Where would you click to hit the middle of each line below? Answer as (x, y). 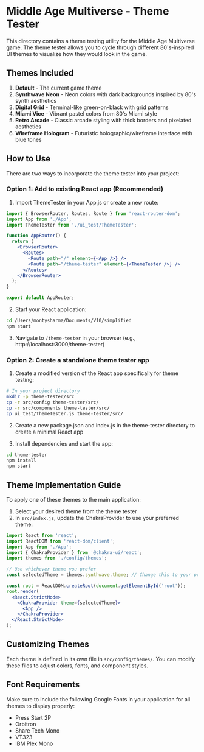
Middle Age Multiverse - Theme (88, 11)
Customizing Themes (48, 645)
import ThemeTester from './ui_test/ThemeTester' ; (72, 225)
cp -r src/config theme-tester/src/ (53, 402)
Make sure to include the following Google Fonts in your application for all (98, 699)
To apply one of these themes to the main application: (74, 499)
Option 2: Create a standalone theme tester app (78, 360)
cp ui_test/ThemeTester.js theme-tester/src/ (65, 413)
